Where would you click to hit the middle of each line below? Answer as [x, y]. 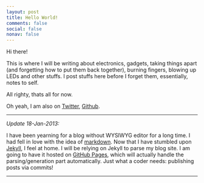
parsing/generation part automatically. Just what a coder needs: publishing [100, 161]
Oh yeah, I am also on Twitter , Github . [53, 106]
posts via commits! [30, 168]
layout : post [23, 12]
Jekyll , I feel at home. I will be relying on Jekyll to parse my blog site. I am [98, 148]
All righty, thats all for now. [39, 95]
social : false [24, 29]
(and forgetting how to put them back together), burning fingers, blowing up [101, 70]
